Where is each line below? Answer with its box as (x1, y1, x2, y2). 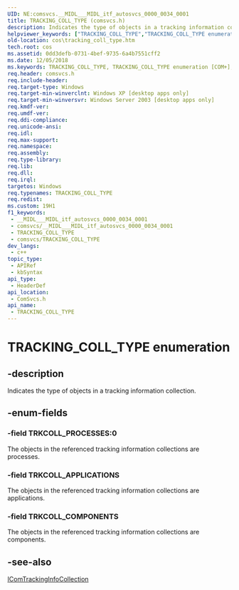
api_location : (7, 289, 50, 296)
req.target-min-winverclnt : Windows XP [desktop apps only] (7, 90, 190, 97)
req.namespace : (7, 143, 53, 150)
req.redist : (7, 196, 43, 203)
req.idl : (7, 130, 33, 137)
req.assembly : (7, 150, 50, 157)
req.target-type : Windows (7, 83, 84, 90)
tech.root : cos (7, 43, 53, 51)
